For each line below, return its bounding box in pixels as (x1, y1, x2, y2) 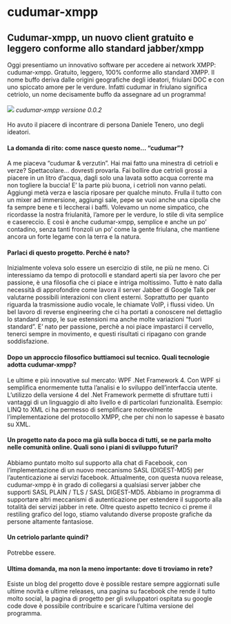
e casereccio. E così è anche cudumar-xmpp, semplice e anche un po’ (7, 218, 207, 226)
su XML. (7, 420, 31, 428)
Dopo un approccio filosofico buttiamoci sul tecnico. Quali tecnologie (7, 354, 210, 361)
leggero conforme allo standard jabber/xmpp (7, 42, 205, 54)
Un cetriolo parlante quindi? (7, 533, 89, 542)
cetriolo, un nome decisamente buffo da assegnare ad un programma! (7, 91, 206, 98)
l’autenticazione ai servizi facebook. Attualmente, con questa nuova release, (7, 473, 224, 481)
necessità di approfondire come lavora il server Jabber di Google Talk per (7, 286, 217, 294)
